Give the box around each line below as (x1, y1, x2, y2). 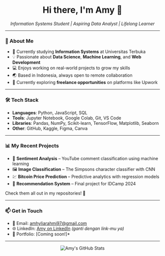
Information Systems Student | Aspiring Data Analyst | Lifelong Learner (10, 21, 155, 27)
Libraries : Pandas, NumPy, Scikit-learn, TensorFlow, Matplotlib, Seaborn (12, 120, 159, 126)
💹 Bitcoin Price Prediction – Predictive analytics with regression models (12, 173, 160, 179)
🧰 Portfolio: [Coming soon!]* (12, 231, 70, 237)
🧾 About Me (5, 37, 34, 44)
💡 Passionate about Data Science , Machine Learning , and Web (12, 54, 141, 60)
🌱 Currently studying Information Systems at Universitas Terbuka (12, 49, 146, 55)
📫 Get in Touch (5, 207, 43, 214)
